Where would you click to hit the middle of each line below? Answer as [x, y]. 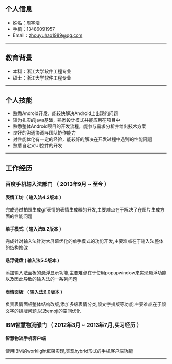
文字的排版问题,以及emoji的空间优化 [43, 311]
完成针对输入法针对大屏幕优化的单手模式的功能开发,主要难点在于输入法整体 [84, 241]
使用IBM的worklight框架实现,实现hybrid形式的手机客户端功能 [69, 351]
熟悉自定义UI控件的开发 [37, 146]
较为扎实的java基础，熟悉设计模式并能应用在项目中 [66, 120]
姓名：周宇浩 [26, 23]
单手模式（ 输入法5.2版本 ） [35, 229]
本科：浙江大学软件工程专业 [42, 71]
